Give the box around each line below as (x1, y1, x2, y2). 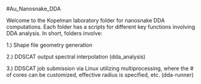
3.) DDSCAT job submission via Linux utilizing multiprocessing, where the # (6, 65, 194, 72)
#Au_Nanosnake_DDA (6, 5, 61, 12)
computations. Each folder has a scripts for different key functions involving (6, 24, 196, 30)
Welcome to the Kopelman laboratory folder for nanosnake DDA (6, 17, 165, 24)
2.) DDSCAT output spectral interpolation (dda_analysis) (6, 53, 146, 60)
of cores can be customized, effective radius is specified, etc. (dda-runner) (6, 71, 194, 78)
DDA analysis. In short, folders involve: (6, 30, 103, 37)
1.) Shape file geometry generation (6, 42, 93, 48)
